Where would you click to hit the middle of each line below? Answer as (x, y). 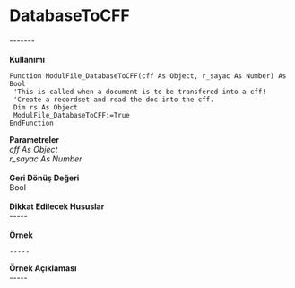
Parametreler (35, 139)
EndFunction (31, 123)
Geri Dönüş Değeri (44, 178)
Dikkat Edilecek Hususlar (57, 206)
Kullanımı (27, 59)
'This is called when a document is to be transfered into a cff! (140, 92)
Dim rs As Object (45, 107)
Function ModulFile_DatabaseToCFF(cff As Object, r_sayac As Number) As (148, 76)
